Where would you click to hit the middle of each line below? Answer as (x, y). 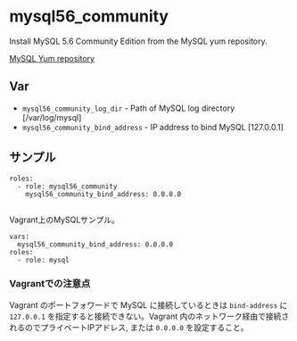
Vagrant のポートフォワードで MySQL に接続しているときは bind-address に (148, 304)
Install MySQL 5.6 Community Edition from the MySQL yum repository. (138, 41)
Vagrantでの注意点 (50, 284)
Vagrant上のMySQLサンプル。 (65, 220)
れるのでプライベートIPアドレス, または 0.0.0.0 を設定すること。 (129, 327)
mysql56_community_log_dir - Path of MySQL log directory (128, 108)
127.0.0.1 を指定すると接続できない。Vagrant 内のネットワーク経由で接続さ (149, 316)
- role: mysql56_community (67, 186)
